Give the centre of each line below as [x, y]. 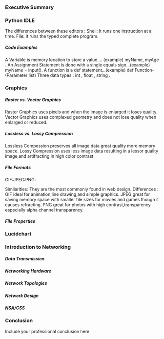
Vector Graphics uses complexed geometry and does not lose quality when [81, 117]
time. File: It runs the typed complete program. [52, 36]
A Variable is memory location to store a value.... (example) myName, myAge [82, 60]
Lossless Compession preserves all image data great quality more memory [80, 146]
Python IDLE [20, 20]
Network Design [22, 296]
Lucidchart [18, 233]
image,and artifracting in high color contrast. [50, 156]
